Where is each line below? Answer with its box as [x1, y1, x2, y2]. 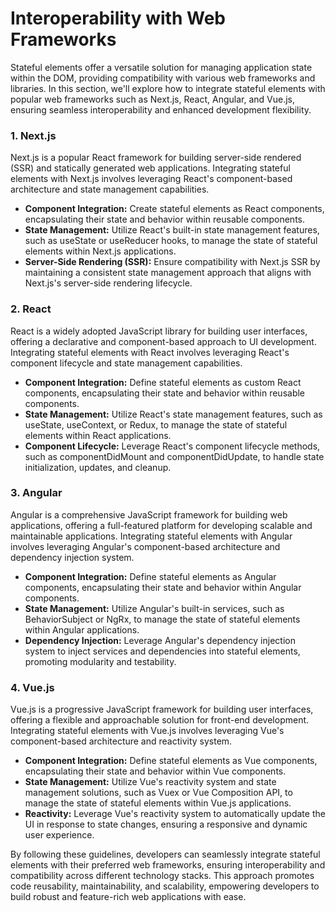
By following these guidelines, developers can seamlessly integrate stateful [10, 848, 321, 861]
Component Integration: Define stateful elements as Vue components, [24, 755, 318, 767]
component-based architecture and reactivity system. [10, 735, 233, 747]
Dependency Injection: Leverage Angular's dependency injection [24, 634, 296, 646]
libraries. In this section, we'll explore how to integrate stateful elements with [10, 82, 326, 94]
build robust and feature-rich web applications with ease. [10, 891, 247, 903]
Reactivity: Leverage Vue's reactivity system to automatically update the [24, 808, 326, 820]
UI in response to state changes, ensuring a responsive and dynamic [24, 818, 308, 831]
